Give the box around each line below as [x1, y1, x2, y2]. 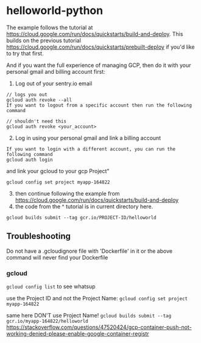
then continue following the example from [15, 189, 120, 197]
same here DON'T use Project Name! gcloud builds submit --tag [6, 312, 172, 319]
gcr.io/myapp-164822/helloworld [6, 318, 88, 325]
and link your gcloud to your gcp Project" [6, 167, 110, 174]
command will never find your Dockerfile [6, 253, 108, 261]
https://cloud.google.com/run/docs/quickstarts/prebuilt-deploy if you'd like [6, 43, 195, 51]
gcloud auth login [6, 157, 53, 163]
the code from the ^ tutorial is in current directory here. [15, 202, 153, 210]
